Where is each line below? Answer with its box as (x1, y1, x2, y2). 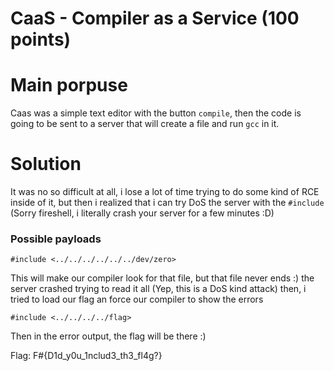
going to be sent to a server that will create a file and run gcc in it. (10, 118, 280, 130)
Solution (10, 153, 82, 176)
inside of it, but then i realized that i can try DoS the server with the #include (10, 197, 325, 209)
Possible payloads (10, 232, 102, 246)
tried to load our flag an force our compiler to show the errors (10, 293, 264, 306)
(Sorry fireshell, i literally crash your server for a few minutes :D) (10, 207, 275, 219)
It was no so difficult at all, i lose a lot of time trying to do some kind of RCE (10, 186, 320, 198)
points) (10, 28, 72, 51)
